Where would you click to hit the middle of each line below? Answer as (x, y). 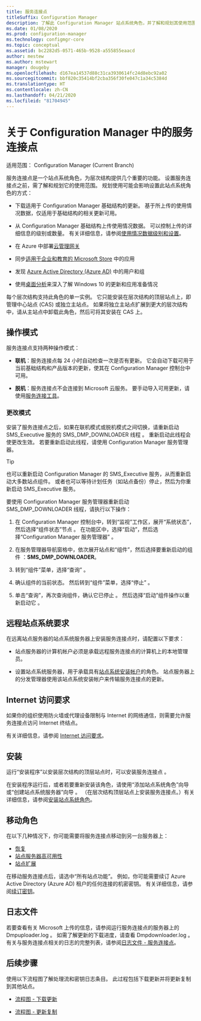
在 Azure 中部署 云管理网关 (47, 246)
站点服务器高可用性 (39, 856)
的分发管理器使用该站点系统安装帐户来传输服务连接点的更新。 (91, 679)
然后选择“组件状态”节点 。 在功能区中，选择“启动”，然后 (84, 529)
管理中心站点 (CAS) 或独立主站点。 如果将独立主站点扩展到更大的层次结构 (97, 304)
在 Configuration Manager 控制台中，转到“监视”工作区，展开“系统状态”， (105, 522)
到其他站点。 (22, 986)
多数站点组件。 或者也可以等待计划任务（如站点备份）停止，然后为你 (101, 481)
